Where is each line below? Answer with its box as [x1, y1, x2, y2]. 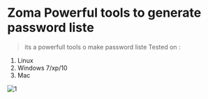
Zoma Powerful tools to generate [7, 5, 202, 21]
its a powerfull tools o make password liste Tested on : [24, 43, 181, 51]
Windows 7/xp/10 [17, 63, 68, 72]
